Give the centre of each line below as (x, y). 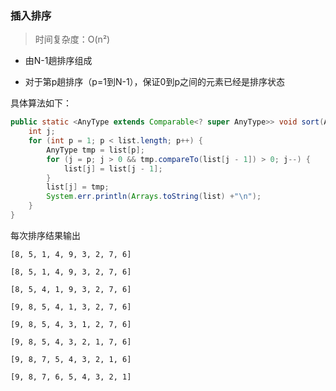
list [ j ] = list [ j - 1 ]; (113, 168)
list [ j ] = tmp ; (78, 187)
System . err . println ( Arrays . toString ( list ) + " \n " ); (154, 197)
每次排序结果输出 (45, 235)
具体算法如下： (41, 103)
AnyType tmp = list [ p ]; (95, 150)
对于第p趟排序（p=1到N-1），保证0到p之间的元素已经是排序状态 (154, 82)
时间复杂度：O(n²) (72, 39)
